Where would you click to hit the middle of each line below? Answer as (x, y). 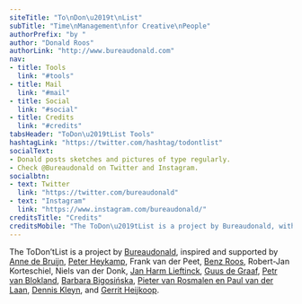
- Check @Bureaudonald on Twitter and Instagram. (104, 168)
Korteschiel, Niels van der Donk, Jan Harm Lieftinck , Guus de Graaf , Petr (143, 271)
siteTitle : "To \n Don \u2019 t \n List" (76, 17)
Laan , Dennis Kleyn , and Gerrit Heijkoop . (84, 290)
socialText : (31, 151)
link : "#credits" (50, 126)
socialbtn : (30, 176)
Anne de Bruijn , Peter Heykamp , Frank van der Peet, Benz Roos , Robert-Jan (150, 261)
